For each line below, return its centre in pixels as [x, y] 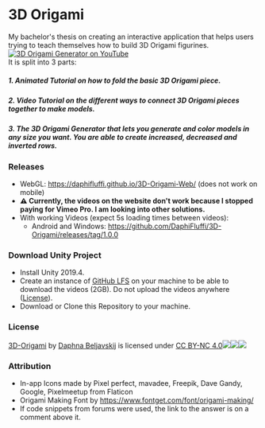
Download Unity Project [55, 255]
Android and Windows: [69, 226]
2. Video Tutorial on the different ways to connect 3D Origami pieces [124, 100]
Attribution [30, 366]
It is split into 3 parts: [42, 62]
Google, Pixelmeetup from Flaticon [76, 391]
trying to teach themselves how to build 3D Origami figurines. [109, 45]
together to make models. [52, 108]
